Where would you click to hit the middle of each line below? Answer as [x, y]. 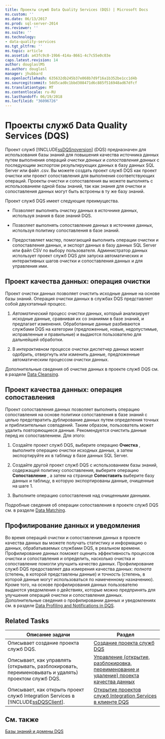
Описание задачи [48, 635]
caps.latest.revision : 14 [31, 60]
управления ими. [30, 266]
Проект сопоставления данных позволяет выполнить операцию [72, 409]
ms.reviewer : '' [22, 28]
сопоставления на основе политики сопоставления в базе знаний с [76, 414]
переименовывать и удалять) [43, 673]
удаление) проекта [116, 676]
